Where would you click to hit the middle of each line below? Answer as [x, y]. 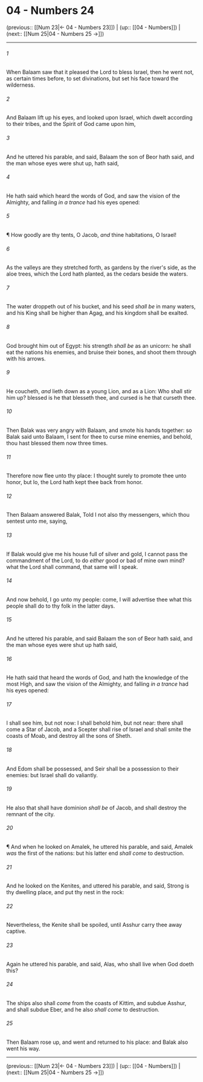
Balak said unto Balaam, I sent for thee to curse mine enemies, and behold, [99, 436]
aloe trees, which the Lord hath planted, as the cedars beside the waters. [97, 274]
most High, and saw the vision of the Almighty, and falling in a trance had [98, 684]
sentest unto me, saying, [37, 521]
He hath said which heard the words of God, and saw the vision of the [93, 196]
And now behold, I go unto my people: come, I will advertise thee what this [99, 599]
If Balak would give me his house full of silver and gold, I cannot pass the [97, 554]
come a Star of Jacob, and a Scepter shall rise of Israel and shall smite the [99, 729]
